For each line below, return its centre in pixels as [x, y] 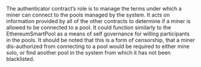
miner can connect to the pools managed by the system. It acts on [88, 15]
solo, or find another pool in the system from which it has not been [88, 52]
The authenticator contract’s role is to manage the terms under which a [94, 9]
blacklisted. [20, 59]
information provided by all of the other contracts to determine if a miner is [98, 21]
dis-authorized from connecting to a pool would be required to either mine [98, 46]
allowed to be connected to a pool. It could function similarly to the [89, 27]
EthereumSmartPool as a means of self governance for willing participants [98, 34]
